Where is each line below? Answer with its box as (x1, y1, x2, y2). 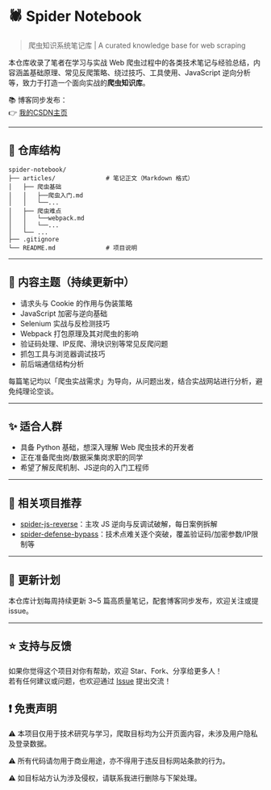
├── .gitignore (8, 235, 60, 243)
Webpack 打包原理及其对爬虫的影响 (19, 329, 139, 338)
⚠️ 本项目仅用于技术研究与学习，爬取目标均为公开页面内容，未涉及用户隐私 (8, 729, 258, 738)
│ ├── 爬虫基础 (8, 183, 62, 191)
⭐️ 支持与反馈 (8, 640, 72, 653)
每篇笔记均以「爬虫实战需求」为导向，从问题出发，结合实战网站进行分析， (8, 376, 256, 385)
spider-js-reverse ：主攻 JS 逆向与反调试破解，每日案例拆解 (19, 519, 218, 529)
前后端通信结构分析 (19, 359, 85, 368)
